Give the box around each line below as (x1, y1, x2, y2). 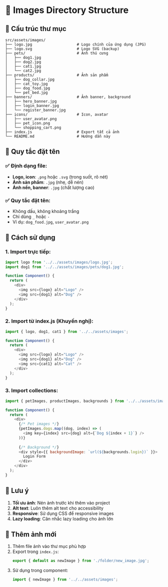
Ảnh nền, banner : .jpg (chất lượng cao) (12, 184, 95, 190)
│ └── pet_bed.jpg (5, 90, 48, 95)
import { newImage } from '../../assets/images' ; (12, 577, 118, 582)
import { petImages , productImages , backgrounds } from (5, 398, 124, 403)
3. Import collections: (5, 387, 58, 394)
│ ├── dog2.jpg (5, 59, 41, 64)
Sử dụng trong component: (12, 567, 68, 573)
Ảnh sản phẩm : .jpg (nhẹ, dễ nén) (12, 179, 84, 185)
